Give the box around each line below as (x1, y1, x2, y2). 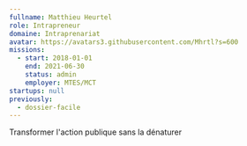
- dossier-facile (17, 103, 81, 112)
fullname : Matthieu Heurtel (9, 12, 113, 22)
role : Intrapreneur (9, 21, 81, 30)
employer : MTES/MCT (25, 78, 97, 87)
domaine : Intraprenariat (9, 29, 101, 38)
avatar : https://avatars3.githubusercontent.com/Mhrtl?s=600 (9, 37, 239, 47)
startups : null (9, 86, 65, 95)
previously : (9, 94, 53, 104)
